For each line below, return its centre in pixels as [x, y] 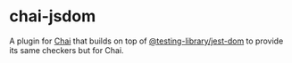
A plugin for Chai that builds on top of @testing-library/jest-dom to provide [146, 41]
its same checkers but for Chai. [67, 50]
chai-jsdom [53, 16]
